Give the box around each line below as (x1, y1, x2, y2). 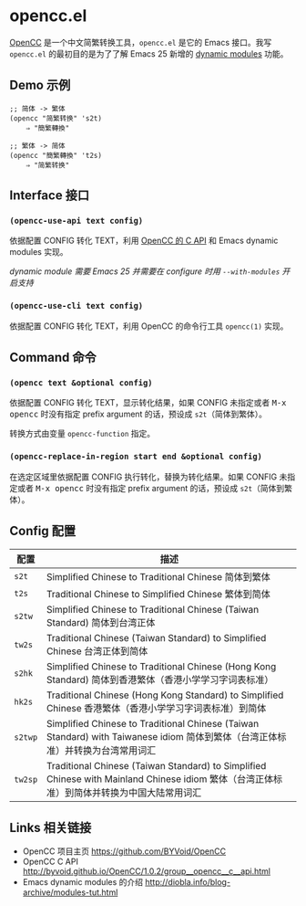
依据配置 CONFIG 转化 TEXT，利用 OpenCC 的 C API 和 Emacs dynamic (9, 235, 279, 247)
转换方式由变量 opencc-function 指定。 (9, 428, 156, 439)
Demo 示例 (9, 78, 71, 93)
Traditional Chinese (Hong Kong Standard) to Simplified (46, 689, 284, 701)
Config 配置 (9, 523, 76, 539)
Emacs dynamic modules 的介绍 (22, 877, 144, 888)
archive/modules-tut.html (22, 887, 118, 898)
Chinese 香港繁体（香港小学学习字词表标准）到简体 (46, 701, 267, 714)
